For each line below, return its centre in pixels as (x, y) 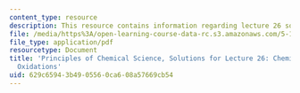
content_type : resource (54, 17)
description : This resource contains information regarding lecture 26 (145, 26)
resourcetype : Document (54, 50)
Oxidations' (40, 67)
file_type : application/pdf (62, 42)
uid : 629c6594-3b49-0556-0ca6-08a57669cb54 (92, 75)
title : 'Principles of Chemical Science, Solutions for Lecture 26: (139, 58)
